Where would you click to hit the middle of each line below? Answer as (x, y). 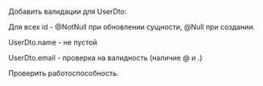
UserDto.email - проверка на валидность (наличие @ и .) (105, 58)
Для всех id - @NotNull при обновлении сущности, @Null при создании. (132, 27)
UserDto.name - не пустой (53, 42)
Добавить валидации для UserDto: (68, 12)
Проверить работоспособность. (64, 73)
